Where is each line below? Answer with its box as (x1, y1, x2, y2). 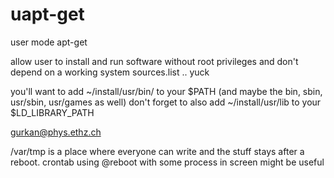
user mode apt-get (10, 36, 88, 48)
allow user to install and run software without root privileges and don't (10, 55, 299, 67)
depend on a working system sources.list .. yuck (10, 66, 210, 78)
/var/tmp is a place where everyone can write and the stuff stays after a (10, 145, 305, 157)
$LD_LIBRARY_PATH (10, 106, 95, 118)
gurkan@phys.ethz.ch (10, 126, 102, 138)
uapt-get (10, 3, 85, 26)
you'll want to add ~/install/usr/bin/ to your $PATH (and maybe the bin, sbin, (10, 85, 323, 97)
